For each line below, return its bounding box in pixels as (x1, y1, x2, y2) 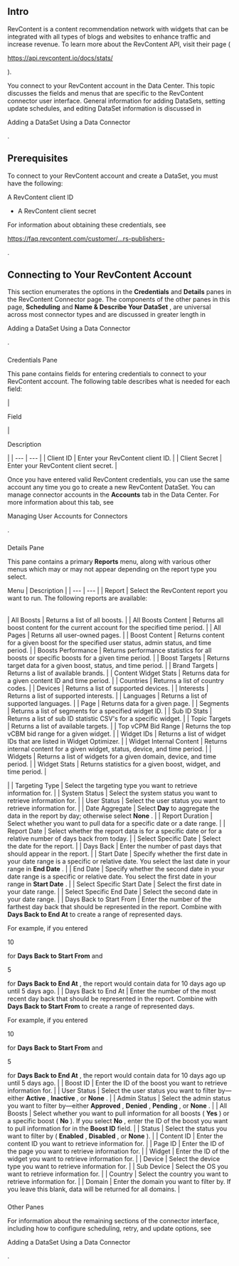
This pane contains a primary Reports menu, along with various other (7, 557, 211, 566)
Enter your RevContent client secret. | (7, 462, 117, 470)
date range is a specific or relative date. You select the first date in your (7, 872, 217, 881)
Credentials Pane (7, 356, 58, 365)
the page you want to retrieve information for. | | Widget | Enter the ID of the (7, 1147, 230, 1155)
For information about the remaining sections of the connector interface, (7, 1217, 219, 1225)
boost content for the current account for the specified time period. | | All (7, 624, 222, 632)
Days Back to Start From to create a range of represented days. (7, 1002, 195, 1011)
